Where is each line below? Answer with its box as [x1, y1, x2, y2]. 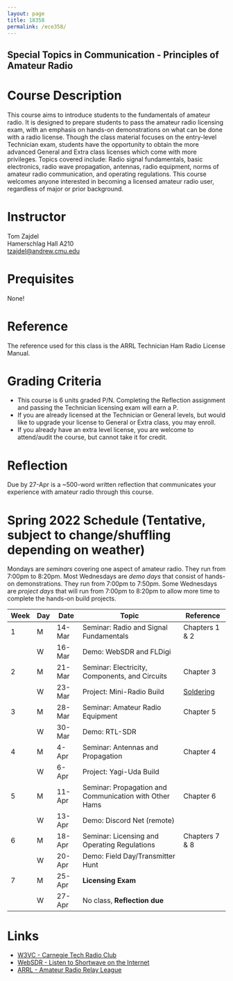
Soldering [183, 687, 215, 696]
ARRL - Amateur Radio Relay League [17, 966, 122, 974]
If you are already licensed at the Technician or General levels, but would [17, 411, 225, 420]
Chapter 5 [183, 707, 216, 717]
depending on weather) [7, 542, 146, 557]
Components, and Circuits [82, 671, 168, 681]
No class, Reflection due [82, 895, 164, 905]
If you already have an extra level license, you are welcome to [17, 426, 194, 434]
